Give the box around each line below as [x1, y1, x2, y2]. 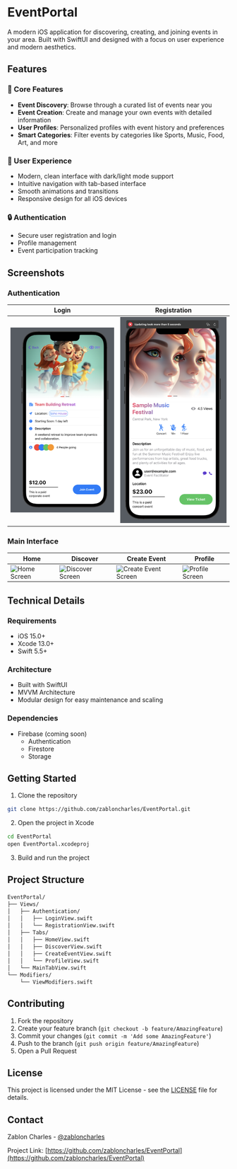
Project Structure [7, 874, 85, 886]
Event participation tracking [17, 246, 98, 255]
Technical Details [7, 594, 85, 606]
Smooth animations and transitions [17, 187, 119, 195]
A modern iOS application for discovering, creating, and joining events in [7, 28, 218, 36]
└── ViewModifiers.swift [20, 978, 93, 986]
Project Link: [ [7, 1146, 48, 1155]
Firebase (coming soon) [17, 730, 87, 738]
